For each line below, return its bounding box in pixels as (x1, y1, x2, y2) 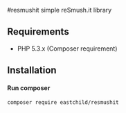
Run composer (7, 83, 51, 92)
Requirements (7, 26, 69, 37)
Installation (7, 64, 57, 76)
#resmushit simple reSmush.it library (7, 6, 112, 14)
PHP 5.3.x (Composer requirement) (17, 44, 118, 53)
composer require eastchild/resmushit (7, 99, 119, 106)
